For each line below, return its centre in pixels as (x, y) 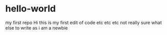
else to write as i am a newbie (37, 27)
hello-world (31, 9)
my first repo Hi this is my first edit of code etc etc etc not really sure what (84, 22)
